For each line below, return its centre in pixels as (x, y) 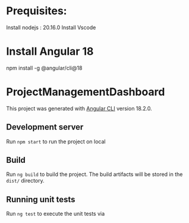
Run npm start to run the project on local (56, 142)
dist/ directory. (25, 181)
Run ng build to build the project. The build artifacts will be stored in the (94, 174)
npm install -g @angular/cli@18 (44, 68)
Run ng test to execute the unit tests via (56, 214)
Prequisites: (37, 11)
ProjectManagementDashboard (86, 92)
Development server (45, 127)
